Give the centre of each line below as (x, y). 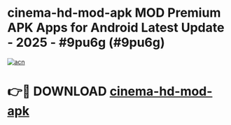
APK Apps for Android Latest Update (116, 28)
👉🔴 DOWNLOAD (57, 91)
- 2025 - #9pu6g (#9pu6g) (86, 43)
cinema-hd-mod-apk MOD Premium (114, 13)
